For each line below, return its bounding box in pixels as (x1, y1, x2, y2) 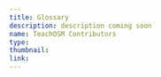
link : (9, 54, 29, 63)
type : (9, 37, 29, 47)
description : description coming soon (9, 21, 152, 30)
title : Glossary (9, 12, 69, 22)
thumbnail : (9, 46, 50, 55)
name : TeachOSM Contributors (9, 29, 117, 38)
